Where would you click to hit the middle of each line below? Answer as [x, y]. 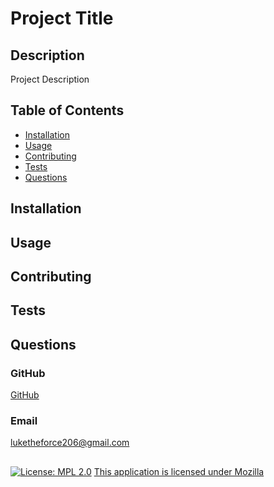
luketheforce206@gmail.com [70, 443]
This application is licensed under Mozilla [179, 471]
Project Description [50, 79]
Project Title [62, 18]
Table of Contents [67, 110]
